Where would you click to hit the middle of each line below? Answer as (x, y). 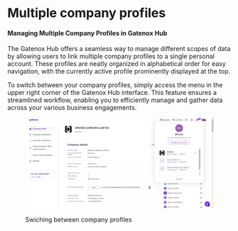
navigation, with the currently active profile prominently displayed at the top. (119, 72)
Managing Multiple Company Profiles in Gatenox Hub (87, 33)
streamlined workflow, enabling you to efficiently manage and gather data (115, 100)
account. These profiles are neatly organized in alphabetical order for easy (117, 64)
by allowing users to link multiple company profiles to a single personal (111, 56)
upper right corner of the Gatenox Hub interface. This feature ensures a (112, 93)
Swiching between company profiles (79, 219)
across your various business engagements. (72, 108)
